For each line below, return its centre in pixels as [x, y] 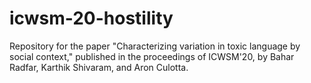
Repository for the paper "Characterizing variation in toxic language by [155, 46]
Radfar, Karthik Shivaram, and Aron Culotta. [99, 67]
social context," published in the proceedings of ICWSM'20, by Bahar [152, 56]
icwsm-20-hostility [91, 18]
